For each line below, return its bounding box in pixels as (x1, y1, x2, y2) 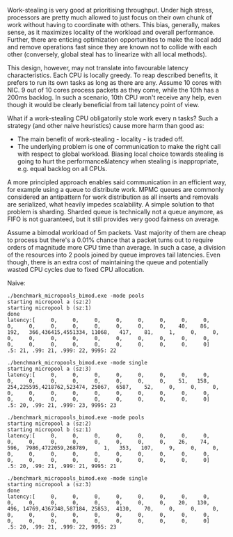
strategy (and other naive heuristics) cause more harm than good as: (7, 122, 204, 129)
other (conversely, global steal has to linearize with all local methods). (7, 50, 207, 58)
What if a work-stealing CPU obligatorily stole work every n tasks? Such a (7, 114, 218, 122)
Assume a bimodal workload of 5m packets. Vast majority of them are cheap (7, 229, 227, 237)
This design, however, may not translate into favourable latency (7, 64, 189, 72)
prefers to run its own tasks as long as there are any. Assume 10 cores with (7, 79, 223, 86)
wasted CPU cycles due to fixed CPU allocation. (7, 266, 145, 273)
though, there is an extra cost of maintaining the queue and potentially (7, 258, 209, 266)
